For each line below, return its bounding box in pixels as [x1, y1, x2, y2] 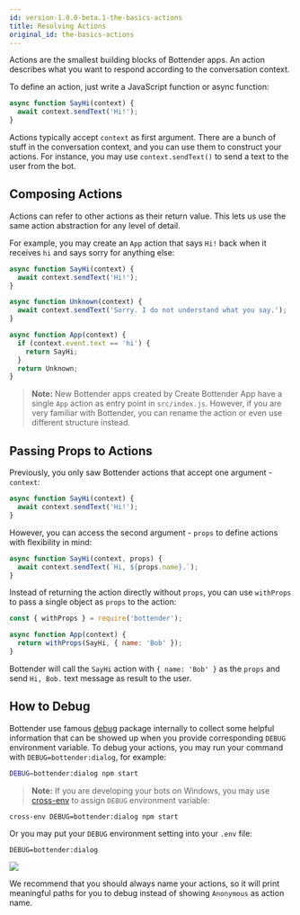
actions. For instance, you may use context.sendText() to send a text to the [9, 151, 289, 162]
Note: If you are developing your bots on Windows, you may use [31, 785, 270, 796]
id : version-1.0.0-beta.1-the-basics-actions [9, 13, 182, 22]
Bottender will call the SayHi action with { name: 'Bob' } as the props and [9, 663, 280, 674]
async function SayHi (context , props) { [9, 554, 163, 563]
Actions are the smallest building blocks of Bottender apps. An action [9, 55, 265, 66]
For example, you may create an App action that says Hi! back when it [9, 238, 267, 248]
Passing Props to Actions [9, 443, 153, 459]
